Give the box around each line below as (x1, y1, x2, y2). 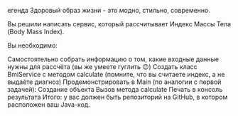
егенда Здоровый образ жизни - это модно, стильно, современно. (7, 6, 211, 14)
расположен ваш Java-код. (7, 100, 91, 109)
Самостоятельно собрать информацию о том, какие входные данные (7, 55, 219, 63)
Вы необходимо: (7, 41, 58, 49)
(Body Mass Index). (7, 28, 65, 36)
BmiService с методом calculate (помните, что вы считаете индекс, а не (7, 70, 225, 78)
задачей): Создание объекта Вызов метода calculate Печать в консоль (7, 85, 223, 93)
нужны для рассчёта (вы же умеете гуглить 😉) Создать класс (7, 63, 198, 70)
